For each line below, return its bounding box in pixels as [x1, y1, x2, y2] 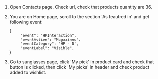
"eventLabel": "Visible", [20, 46, 75, 51]
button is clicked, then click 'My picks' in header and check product [9, 64, 150, 70]
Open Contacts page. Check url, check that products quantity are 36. [9, 4, 152, 10]
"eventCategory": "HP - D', [20, 41, 79, 46]
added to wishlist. [9, 69, 46, 75]
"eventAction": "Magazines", [20, 37, 81, 42]
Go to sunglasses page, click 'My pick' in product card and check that [9, 59, 154, 65]
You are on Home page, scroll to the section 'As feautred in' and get [9, 14, 150, 19]
